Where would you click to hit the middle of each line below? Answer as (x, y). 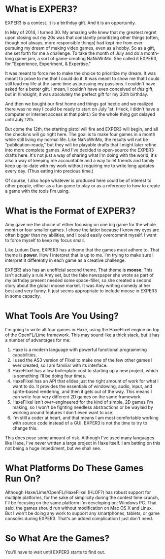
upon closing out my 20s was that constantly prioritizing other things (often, (82, 37)
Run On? (23, 479)
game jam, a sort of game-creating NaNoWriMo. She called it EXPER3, (86, 58)
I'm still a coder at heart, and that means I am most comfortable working (85, 418)
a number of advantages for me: (38, 340)
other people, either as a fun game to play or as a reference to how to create (82, 185)
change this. (25, 428)
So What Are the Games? (57, 538)
